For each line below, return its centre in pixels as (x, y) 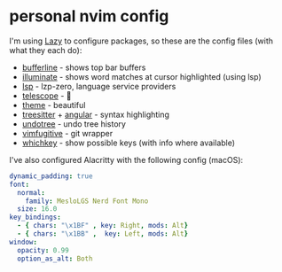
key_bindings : (35, 218)
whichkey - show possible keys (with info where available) (129, 143)
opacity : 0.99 (43, 250)
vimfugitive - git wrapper (67, 133)
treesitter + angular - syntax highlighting (96, 114)
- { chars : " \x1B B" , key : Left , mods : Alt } (103, 234)
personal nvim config (89, 16)
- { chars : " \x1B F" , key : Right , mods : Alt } (103, 226)
